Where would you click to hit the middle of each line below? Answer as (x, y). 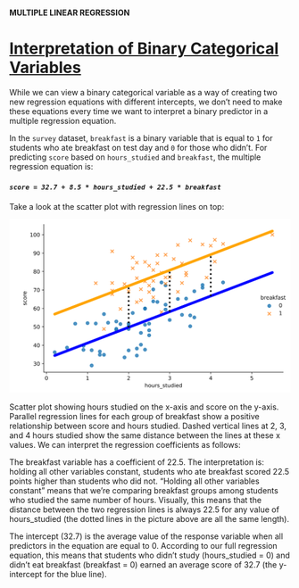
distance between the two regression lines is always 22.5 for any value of (144, 509)
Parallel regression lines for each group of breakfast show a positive (135, 417)
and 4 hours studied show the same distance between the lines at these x (145, 435)
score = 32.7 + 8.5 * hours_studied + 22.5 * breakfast (115, 187)
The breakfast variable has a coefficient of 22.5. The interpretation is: (137, 462)
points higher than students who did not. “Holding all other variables (135, 481)
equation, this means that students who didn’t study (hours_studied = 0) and (149, 555)
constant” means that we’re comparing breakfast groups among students (144, 491)
